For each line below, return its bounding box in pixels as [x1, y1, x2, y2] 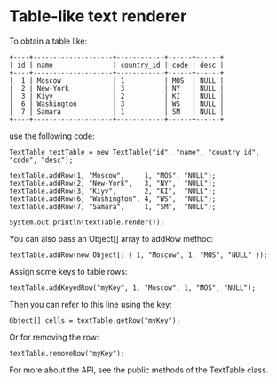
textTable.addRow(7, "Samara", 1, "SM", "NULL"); [9, 202, 217, 211]
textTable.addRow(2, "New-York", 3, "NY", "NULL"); [9, 179, 217, 188]
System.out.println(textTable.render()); [9, 218, 165, 227]
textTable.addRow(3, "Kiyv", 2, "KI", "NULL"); [9, 187, 217, 196]
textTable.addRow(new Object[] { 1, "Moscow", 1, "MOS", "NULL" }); [9, 251, 268, 260]
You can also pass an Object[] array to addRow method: [9, 233, 214, 244]
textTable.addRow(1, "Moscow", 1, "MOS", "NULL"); [9, 171, 217, 180]
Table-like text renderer [9, 6, 187, 27]
